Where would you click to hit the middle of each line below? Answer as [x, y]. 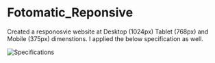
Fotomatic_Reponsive [70, 13]
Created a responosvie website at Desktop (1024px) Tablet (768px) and [108, 32]
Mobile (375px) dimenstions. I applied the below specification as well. [105, 38]
